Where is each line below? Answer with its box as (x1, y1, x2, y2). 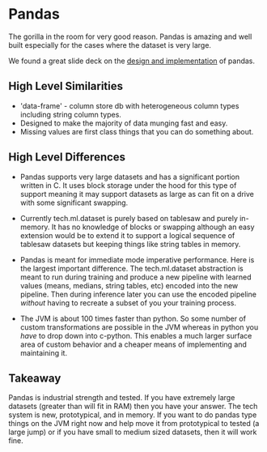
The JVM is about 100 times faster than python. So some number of (19, 313, 247, 323)
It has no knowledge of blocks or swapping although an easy (51, 222, 255, 232)
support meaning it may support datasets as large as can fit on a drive (19, 189, 255, 198)
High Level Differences (8, 151, 126, 164)
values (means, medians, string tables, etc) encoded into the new (19, 280, 239, 290)
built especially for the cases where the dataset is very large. (8, 40, 212, 49)
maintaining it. (19, 348, 67, 357)
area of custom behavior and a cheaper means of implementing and (19, 339, 247, 349)
